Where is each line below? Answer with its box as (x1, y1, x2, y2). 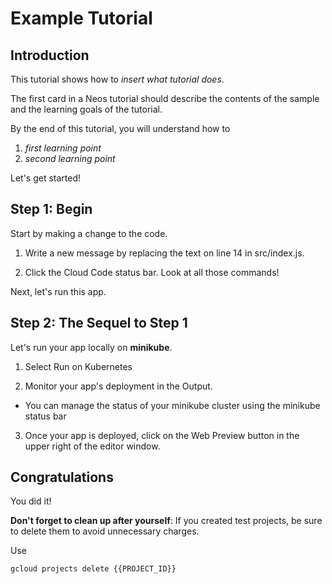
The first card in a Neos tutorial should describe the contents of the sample (10, 93, 320, 104)
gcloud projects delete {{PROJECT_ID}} (10, 564, 177, 574)
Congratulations (10, 469, 114, 486)
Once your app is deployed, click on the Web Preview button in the (24, 429, 300, 441)
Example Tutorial (10, 7, 153, 30)
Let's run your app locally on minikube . (10, 341, 173, 353)
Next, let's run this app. (10, 285, 107, 297)
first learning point (24, 142, 102, 154)
